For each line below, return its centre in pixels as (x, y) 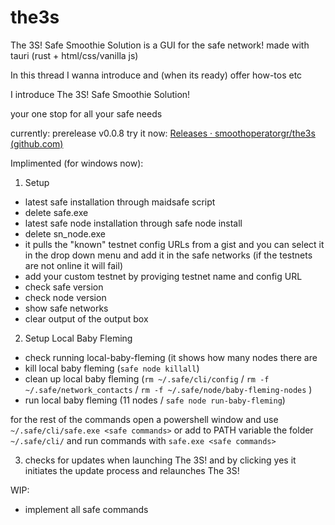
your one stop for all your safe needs (86, 113)
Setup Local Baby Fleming (78, 338)
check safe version (64, 287)
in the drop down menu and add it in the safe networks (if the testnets (168, 255)
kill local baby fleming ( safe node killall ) (112, 368)
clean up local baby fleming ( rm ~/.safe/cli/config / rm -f (147, 378)
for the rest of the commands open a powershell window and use (144, 419)
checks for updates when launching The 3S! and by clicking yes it (160, 460)
